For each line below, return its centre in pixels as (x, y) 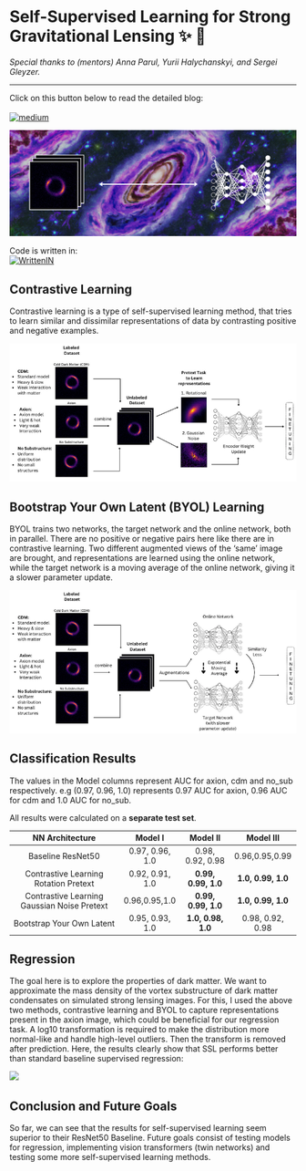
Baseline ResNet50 (64, 855)
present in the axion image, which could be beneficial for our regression (144, 1020)
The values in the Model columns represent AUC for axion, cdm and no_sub (151, 781)
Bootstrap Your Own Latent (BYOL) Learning (137, 507)
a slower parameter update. (61, 577)
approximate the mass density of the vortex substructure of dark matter (144, 990)
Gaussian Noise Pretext (64, 906)
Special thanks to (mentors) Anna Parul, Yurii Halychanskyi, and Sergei (143, 62)
